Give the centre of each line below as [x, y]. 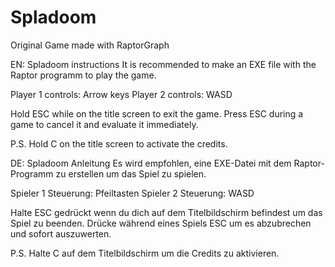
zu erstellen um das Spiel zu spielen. [131, 173]
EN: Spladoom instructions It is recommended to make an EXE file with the [163, 64]
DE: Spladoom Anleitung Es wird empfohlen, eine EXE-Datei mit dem [151, 163]
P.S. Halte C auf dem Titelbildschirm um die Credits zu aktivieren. [145, 253]
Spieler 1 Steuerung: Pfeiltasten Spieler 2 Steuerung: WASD [132, 193]
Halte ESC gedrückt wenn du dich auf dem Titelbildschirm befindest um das [166, 212]
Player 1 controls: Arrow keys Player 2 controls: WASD [121, 94]
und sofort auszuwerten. [61, 233]
